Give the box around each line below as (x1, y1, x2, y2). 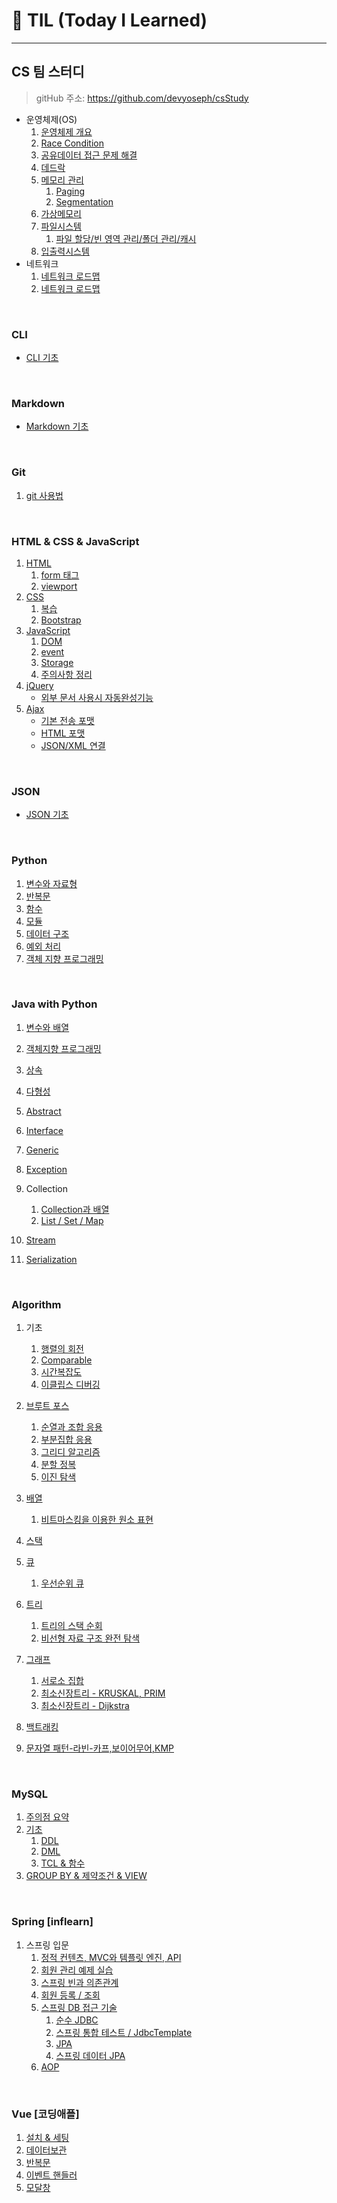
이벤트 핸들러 (25, 2169, 78, 2181)
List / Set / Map (40, 1214, 104, 1226)
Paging (55, 185, 86, 197)
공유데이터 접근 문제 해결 (40, 149, 138, 161)
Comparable (40, 1354, 93, 1366)
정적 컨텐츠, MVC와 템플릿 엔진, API (40, 1951, 182, 1963)
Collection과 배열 (40, 1203, 110, 1215)
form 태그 (40, 569, 80, 581)
